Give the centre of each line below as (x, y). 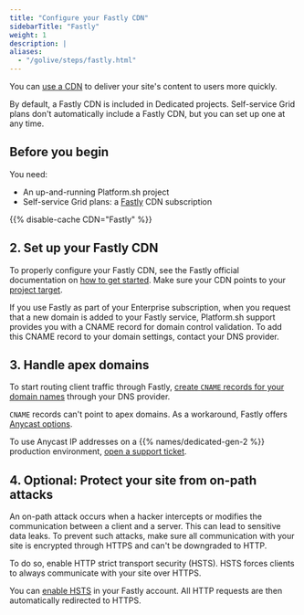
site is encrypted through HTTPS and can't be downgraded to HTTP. (138, 546)
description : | (38, 43)
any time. (27, 123)
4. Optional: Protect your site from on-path (133, 480)
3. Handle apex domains (79, 365)
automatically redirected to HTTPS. (75, 600)
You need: (29, 174)
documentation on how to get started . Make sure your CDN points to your (147, 280)
